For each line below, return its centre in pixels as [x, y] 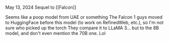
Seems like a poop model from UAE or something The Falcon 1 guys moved [84, 17]
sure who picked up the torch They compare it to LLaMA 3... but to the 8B [82, 28]
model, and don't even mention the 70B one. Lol [55, 33]
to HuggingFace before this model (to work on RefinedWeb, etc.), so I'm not [84, 23]
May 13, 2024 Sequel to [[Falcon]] [41, 7]
